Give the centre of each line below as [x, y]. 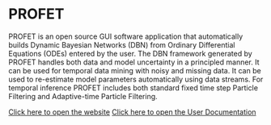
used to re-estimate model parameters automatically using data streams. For [136, 79]
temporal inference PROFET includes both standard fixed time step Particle [133, 87]
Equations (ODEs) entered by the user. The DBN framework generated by [130, 53]
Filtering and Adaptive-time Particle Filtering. [83, 96]
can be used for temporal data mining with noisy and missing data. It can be [135, 70]
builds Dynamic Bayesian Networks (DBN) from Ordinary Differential [122, 44]
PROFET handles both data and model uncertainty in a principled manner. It [134, 62]
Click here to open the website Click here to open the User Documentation [132, 112]
